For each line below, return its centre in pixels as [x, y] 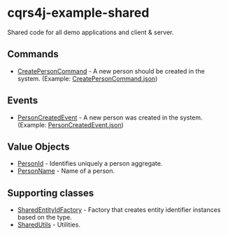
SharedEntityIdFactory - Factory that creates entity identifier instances [119, 210]
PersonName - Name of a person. [66, 171]
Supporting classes [51, 193]
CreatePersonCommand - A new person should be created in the [111, 71]
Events [23, 100]
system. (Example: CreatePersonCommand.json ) [87, 78]
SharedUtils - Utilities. [49, 225]
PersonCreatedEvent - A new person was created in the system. [110, 117]
